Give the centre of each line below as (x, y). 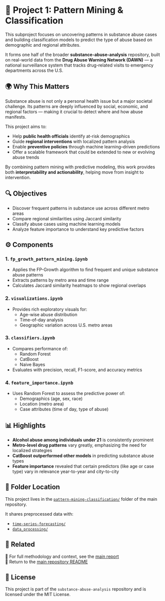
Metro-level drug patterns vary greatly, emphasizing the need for (79, 445)
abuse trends (26, 157)
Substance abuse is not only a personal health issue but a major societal (79, 101)
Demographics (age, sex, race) (51, 399)
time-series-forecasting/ (39, 524)
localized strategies (32, 450)
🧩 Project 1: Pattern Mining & (64, 10)
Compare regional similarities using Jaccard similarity (67, 218)
